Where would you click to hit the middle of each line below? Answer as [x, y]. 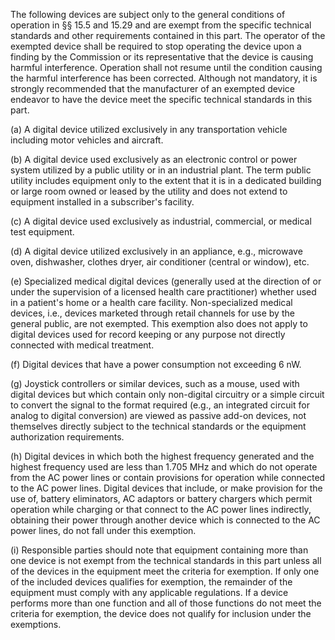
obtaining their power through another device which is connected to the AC [165, 520]
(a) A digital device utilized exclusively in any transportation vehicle [149, 129]
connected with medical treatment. [82, 345]
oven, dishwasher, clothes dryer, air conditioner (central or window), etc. [160, 262]
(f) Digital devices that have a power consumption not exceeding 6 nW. [156, 364]
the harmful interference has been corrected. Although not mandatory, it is [164, 78]
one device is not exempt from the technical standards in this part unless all [166, 560]
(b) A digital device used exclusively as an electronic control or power [154, 159]
